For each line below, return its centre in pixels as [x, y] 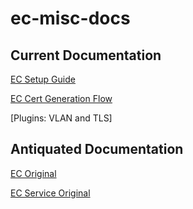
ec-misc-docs [70, 18]
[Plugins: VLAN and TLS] [61, 118]
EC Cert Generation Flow [61, 98]
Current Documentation [86, 55]
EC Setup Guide [43, 79]
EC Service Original [50, 193]
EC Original [33, 173]
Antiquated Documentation [97, 149]
